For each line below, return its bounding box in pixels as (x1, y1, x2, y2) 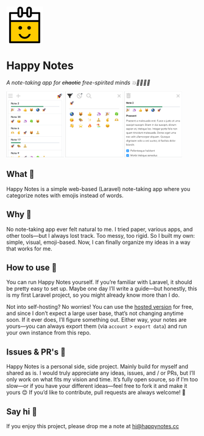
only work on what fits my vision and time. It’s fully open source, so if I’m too (6, 376, 199, 383)
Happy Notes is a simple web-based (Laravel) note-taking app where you (6, 185, 191, 192)
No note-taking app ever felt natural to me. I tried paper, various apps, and (6, 226, 193, 233)
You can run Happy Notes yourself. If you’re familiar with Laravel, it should (6, 279, 192, 286)
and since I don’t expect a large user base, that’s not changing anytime (6, 310, 184, 317)
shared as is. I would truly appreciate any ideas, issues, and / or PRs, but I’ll (6, 369, 195, 377)
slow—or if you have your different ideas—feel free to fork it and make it (6, 382, 188, 390)
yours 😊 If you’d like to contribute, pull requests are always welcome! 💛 (6, 389, 186, 396)
